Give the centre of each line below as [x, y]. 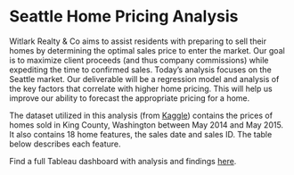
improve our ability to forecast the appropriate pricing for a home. [130, 98]
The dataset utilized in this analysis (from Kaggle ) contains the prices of [141, 115]
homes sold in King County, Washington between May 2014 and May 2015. [146, 125]
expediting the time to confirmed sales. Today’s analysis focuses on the [140, 70]
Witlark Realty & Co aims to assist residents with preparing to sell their [138, 41]
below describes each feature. [65, 144]
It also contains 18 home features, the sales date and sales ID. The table [141, 134]
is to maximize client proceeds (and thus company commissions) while [139, 60]
